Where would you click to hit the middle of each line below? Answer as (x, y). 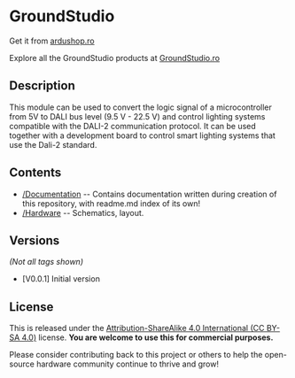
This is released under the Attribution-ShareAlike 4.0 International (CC (137, 328)
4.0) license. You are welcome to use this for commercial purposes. (147, 337)
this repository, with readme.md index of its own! (111, 203)
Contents (35, 173)
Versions (35, 240)
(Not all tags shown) (47, 262)
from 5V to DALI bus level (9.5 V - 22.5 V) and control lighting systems (137, 116)
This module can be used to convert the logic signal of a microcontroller (141, 107)
